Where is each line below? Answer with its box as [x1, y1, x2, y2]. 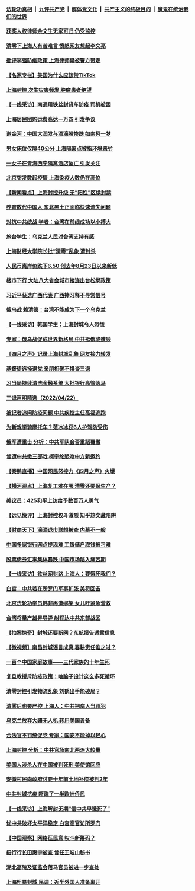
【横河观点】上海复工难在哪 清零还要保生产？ [6, 482, 116, 489]
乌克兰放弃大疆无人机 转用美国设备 [6, 717, 90, 724]
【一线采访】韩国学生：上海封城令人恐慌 [6, 321, 105, 328]
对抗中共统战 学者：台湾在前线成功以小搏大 [6, 218, 111, 225]
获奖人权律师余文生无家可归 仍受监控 [6, 27, 96, 35]
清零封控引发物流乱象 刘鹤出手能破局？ [6, 688, 101, 695]
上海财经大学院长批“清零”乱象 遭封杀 [6, 248, 96, 255]
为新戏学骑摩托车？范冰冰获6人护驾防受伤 [6, 424, 108, 431]
